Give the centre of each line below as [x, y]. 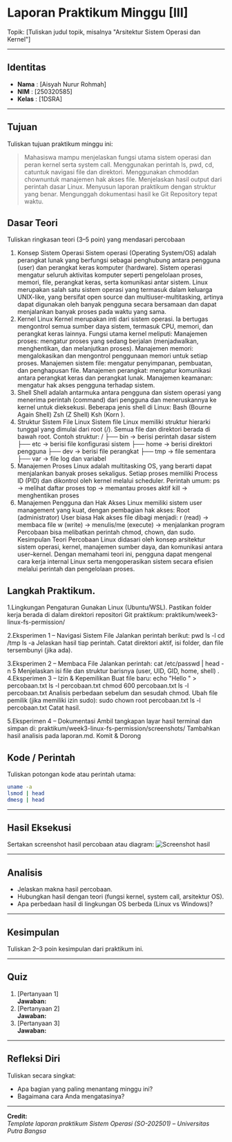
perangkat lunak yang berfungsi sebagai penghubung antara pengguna [119, 260]
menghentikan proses [48, 495]
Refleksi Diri [34, 1059]
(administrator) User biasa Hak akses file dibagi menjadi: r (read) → [113, 517]
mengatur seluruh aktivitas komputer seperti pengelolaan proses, [110, 275]
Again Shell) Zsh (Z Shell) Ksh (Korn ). [71, 415]
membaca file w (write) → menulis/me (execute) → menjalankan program [121, 525]
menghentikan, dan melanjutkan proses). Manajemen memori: [105, 349]
